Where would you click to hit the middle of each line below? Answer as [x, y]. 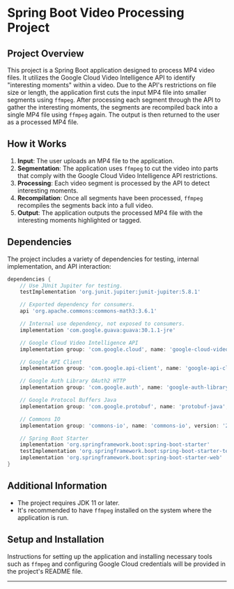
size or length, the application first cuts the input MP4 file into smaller [107, 92]
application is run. [43, 517]
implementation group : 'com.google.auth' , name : [92, 388]
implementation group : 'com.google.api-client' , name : [101, 368]
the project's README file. [45, 571]
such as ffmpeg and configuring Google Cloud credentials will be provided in [117, 564]
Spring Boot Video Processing [96, 13]
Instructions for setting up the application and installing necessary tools [110, 556]
